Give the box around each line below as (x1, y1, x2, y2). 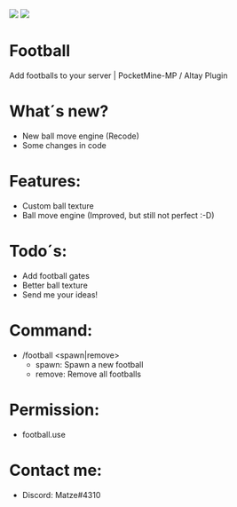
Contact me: (9, 460, 102, 480)
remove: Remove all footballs (35, 368, 142, 379)
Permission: (9, 400, 100, 420)
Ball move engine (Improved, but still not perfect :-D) (21, 210, 215, 220)
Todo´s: (9, 242, 67, 261)
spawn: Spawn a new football (35, 359, 144, 369)
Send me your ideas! (21, 289, 99, 300)
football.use (21, 429, 67, 440)
